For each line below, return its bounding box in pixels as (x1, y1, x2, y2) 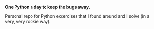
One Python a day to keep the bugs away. (5, 4, 91, 10)
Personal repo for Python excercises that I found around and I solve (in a (5, 14, 150, 19)
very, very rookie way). (5, 19, 51, 24)
